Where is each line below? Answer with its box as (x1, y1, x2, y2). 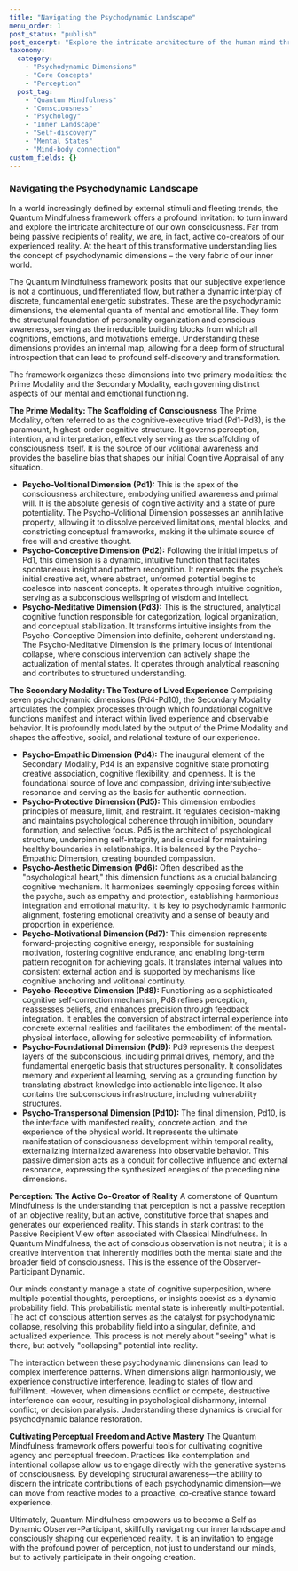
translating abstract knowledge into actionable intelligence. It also (21, 1079, 263, 1090)
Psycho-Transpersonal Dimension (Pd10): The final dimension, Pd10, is (21, 1107, 286, 1118)
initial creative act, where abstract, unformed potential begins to (21, 573, 256, 584)
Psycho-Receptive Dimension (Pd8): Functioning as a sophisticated (21, 984, 273, 995)
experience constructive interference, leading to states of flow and (9, 1376, 253, 1386)
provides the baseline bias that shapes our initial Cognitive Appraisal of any (9, 452, 285, 462)
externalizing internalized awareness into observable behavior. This (21, 1145, 269, 1156)
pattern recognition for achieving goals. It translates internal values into (21, 956, 283, 967)
